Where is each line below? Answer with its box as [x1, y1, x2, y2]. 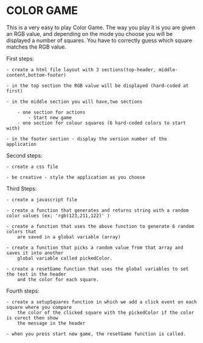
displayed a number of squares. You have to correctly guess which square [6, 36, 193, 44]
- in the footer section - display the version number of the [6, 136, 167, 142]
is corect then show [6, 314, 59, 321]
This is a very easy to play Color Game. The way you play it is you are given [6, 24, 196, 31]
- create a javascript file [6, 196, 78, 203]
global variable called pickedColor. [17, 255, 113, 262]
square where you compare [6, 304, 72, 310]
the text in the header [6, 271, 67, 277]
